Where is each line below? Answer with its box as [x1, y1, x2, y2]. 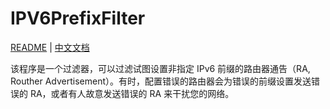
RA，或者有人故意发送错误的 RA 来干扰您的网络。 [29, 87, 235, 99]
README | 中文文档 [10, 41, 90, 53]
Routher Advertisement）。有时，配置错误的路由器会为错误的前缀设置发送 [10, 75, 312, 87]
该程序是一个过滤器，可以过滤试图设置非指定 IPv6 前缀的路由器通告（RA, [10, 62, 311, 74]
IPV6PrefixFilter [10, 7, 146, 30]
